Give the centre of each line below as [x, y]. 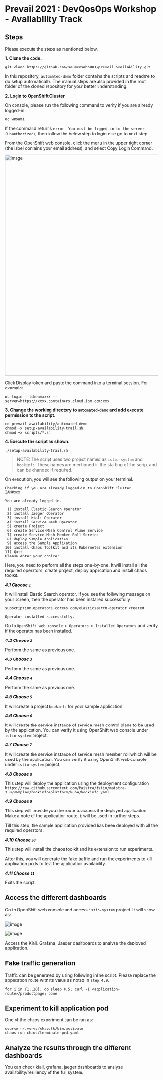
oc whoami [15, 119]
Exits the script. [21, 883]
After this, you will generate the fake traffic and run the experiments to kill [78, 859]
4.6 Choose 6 [19, 716]
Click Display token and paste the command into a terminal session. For [76, 383]
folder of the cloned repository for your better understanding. [66, 86]
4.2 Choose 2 [19, 640]
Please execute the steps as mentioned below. [51, 49]
